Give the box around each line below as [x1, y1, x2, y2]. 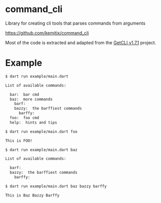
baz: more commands [10, 96, 53, 101]
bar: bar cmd [10, 92, 39, 97]
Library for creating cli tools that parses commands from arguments [5, 20, 146, 26]
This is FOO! [5, 138, 33, 143]
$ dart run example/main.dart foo [5, 129, 78, 134]
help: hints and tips [10, 120, 57, 125]
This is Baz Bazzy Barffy [5, 192, 59, 198]
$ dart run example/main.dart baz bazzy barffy [5, 183, 107, 189]
